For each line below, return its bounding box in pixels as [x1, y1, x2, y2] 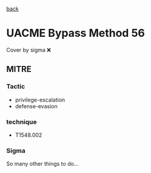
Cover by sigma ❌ [6, 46, 52, 53]
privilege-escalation [15, 96, 65, 103]
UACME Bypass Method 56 [6, 27, 146, 40]
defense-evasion [15, 102, 58, 109]
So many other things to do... [6, 160, 79, 168]
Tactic [6, 82, 25, 91]
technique [6, 117, 38, 126]
